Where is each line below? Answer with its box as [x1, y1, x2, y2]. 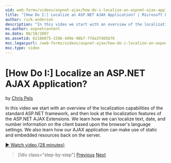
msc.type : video [5, 45, 40, 50]
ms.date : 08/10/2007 [5, 31, 49, 36]
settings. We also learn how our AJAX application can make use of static [5, 126, 158, 132]
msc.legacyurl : [5, 41, 38, 46]
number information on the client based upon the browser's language [5, 121, 151, 127]
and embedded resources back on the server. [5, 132, 101, 138]
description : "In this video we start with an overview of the [5, 21, 142, 27]
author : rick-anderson [5, 17, 53, 22]
